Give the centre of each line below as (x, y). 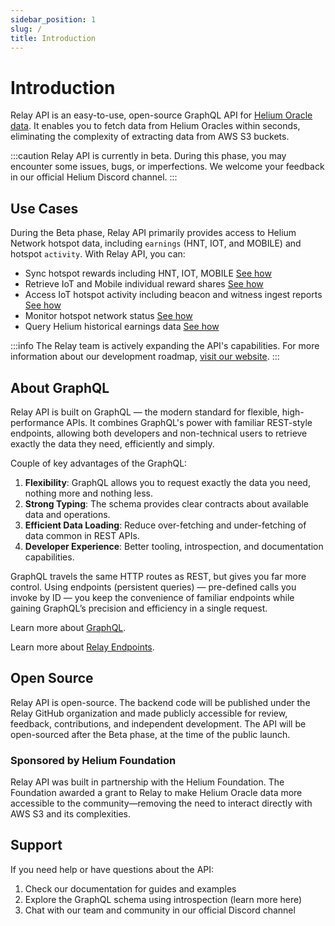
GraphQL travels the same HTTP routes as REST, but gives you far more (158, 576)
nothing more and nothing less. (89, 493)
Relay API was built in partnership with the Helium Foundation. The (147, 782)
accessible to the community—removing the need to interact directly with (161, 803)
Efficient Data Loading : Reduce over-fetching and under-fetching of (165, 525)
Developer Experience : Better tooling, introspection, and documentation (174, 546)
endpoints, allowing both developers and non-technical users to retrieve (159, 433)
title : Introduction (53, 38)
